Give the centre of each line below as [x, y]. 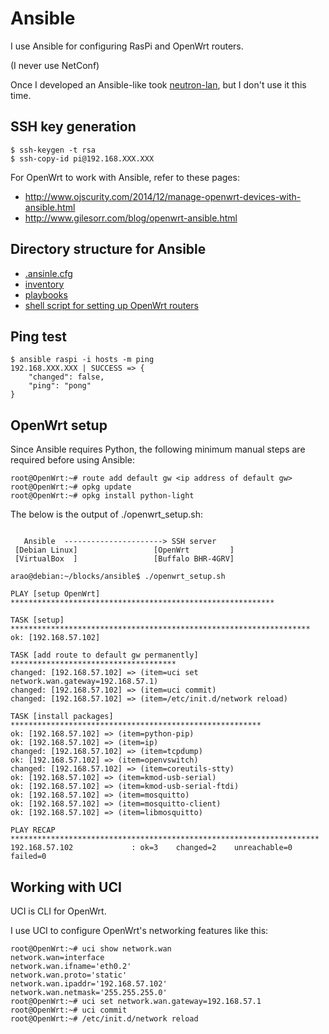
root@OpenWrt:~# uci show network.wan [91, 949]
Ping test [39, 336]
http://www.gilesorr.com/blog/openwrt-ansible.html [131, 218]
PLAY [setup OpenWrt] [55, 594]
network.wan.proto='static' [69, 975]
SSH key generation [73, 127]
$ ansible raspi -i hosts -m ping [82, 360]
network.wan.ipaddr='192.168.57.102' [89, 984]
